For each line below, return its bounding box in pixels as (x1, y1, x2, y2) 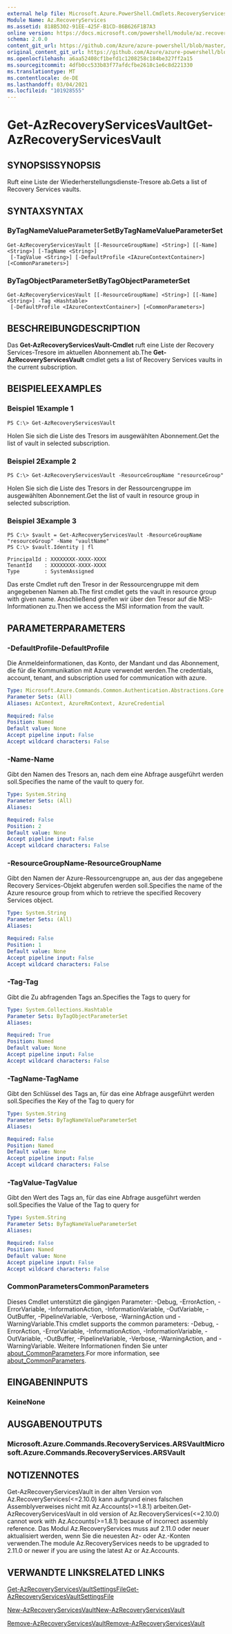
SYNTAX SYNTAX (7, 205, 84, 217)
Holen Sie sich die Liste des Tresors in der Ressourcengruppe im (7, 484, 191, 492)
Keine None (7, 1397, 46, 1406)
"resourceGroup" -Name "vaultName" (7, 538, 110, 545)
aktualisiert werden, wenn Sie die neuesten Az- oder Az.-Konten (7, 1532, 191, 1541)
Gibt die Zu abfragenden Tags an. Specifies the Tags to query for (7, 993, 191, 1001)
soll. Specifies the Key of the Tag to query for (7, 1097, 135, 1105)
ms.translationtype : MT (7, 68, 76, 75)
